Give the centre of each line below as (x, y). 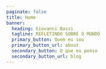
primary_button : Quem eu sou (48, 40)
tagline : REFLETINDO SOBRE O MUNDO (56, 34)
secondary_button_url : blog (47, 56)
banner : (16, 23)
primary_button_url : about (45, 46)
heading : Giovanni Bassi (43, 28)
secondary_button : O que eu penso (54, 51)
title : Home (21, 17)
